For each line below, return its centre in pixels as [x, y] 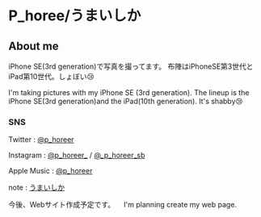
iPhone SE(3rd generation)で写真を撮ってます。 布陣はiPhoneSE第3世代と [131, 66]
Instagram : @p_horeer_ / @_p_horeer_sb [77, 155]
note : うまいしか [37, 188]
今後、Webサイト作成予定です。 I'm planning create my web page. [122, 205]
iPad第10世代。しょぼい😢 [51, 76]
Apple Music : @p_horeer [51, 171]
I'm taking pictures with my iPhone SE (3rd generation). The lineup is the [129, 92]
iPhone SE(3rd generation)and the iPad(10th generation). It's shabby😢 [126, 101]
